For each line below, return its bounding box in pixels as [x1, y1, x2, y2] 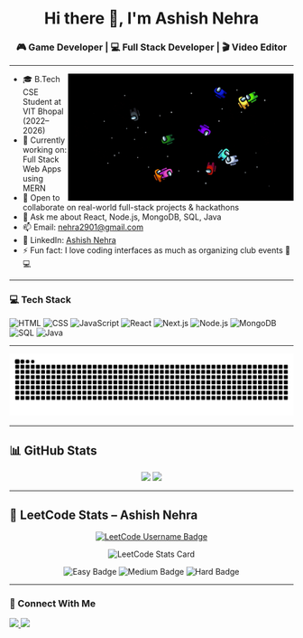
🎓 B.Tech [22, 74, 60, 85]
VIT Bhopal [22, 106, 64, 117]
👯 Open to [22, 192, 60, 203]
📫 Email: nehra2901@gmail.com [22, 221, 144, 233]
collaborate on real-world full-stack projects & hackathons [22, 202, 240, 213]
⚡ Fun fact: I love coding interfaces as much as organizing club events [22, 245, 284, 256]
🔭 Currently [22, 135, 66, 145]
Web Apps [22, 164, 61, 174]
